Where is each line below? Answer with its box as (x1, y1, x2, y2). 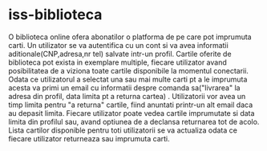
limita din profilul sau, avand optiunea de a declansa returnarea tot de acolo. (8, 117, 260, 126)
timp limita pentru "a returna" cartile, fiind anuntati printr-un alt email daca (8, 100, 253, 109)
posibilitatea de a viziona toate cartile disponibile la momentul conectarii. (8, 66, 249, 75)
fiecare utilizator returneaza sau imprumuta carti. (8, 133, 170, 143)
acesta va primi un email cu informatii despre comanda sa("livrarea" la (8, 82, 241, 93)
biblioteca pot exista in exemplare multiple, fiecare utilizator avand (8, 58, 227, 67)
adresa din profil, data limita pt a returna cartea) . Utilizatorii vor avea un (8, 91, 246, 101)
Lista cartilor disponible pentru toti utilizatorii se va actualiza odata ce (8, 125, 238, 135)
